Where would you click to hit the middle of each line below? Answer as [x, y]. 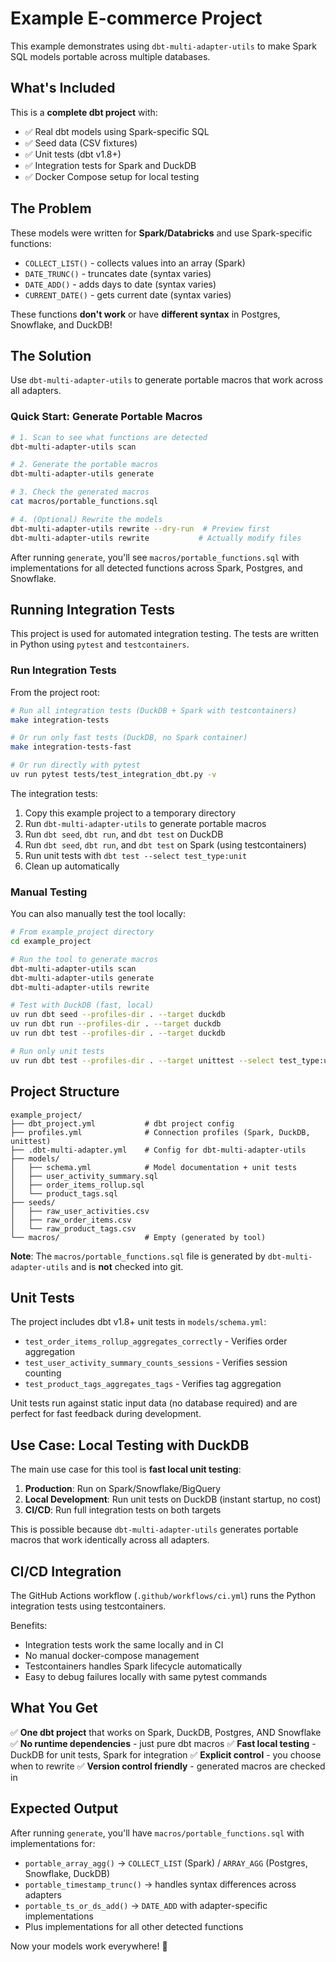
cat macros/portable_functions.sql [84, 502]
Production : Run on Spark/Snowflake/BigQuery [123, 1489]
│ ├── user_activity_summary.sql [84, 1176]
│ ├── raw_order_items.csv [71, 1220]
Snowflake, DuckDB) [67, 1873]
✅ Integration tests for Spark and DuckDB [110, 165]
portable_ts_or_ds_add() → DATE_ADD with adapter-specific [146, 1905]
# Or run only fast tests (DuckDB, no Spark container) [129, 738]
